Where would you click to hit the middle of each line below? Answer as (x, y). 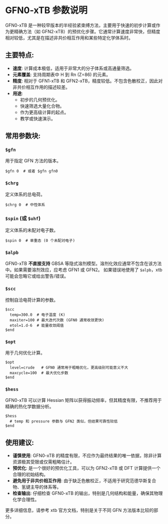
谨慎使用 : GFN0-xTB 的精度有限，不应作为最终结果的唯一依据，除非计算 (87, 456)
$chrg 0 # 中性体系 (25, 205)
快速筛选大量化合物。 (42, 106)
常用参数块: (23, 136)
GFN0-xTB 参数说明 (47, 10)
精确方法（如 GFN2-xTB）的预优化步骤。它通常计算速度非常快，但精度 (87, 31)
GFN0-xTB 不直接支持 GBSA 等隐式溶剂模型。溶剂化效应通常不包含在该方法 (83, 264)
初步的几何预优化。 (40, 100)
